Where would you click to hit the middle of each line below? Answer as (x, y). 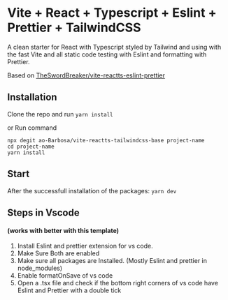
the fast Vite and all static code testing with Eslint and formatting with (107, 54)
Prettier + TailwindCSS (74, 28)
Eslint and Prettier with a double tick (69, 290)
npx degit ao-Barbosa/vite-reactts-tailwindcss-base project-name (106, 140)
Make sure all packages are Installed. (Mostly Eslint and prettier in (112, 261)
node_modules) (40, 268)
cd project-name (31, 147)
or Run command (32, 128)
